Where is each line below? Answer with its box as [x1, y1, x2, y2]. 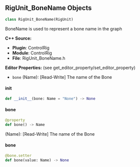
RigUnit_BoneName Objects [5, 4, 92, 12]
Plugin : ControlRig [12, 45, 50, 50]
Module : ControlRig [12, 50, 53, 56]
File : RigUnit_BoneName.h [12, 55, 65, 61]
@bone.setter [5, 153, 32, 158]
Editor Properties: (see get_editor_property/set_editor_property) [5, 65, 136, 71]
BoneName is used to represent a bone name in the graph [5, 25, 122, 31]
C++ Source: [5, 35, 32, 41]
